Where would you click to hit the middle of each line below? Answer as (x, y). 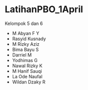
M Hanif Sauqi (27, 71)
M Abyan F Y (25, 33)
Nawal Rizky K (27, 66)
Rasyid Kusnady (29, 39)
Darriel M (22, 55)
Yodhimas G (25, 60)
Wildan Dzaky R (29, 82)
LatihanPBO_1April (44, 9)
